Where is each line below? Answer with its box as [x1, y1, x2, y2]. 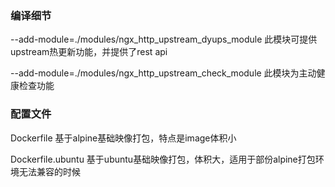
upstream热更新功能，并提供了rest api [10, 46, 168, 58]
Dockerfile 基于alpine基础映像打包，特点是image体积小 [10, 132, 237, 144]
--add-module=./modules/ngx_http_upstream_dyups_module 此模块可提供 [10, 33, 318, 46]
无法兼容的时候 [18, 165, 81, 177]
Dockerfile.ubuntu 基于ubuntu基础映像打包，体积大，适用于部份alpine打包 [10, 153, 316, 165]
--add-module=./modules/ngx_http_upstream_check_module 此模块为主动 [10, 67, 317, 79]
